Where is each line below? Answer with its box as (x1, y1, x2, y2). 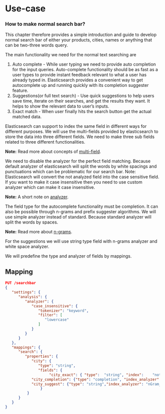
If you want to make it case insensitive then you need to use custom (5, 179, 142, 185)
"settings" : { (11, 290, 41, 295)
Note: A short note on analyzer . (5, 194, 69, 200)
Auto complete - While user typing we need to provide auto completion (12, 61, 156, 67)
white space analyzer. (5, 244, 50, 250)
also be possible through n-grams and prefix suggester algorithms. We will (5, 209, 156, 215)
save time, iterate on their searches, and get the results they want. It (12, 98, 150, 104)
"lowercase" (44, 317, 69, 322)
